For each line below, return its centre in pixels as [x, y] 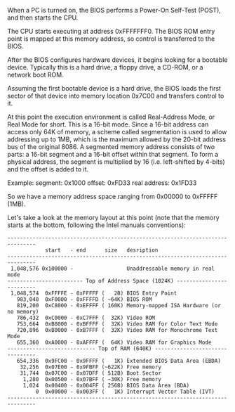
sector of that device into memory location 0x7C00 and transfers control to [116, 96]
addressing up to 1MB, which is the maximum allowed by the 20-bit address [117, 139]
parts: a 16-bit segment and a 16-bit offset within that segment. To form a [113, 154]
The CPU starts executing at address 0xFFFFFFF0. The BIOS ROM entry [111, 31]
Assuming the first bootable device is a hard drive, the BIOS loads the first [114, 88]
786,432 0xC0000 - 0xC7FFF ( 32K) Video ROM [86, 318]
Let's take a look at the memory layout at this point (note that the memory [113, 218]
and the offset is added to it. [48, 169]
